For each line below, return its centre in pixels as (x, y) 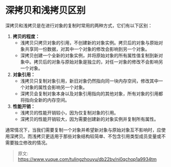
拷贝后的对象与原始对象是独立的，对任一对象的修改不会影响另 (98, 62)
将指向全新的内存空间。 (45, 100)
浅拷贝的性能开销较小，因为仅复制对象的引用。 (69, 113)
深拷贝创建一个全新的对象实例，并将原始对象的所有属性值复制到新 (89, 55)
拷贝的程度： (26, 36)
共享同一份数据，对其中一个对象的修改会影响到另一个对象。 (87, 49)
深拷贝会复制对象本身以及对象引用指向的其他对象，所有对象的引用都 (92, 93)
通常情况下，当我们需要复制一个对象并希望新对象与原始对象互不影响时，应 (83, 130)
